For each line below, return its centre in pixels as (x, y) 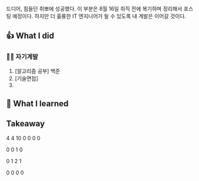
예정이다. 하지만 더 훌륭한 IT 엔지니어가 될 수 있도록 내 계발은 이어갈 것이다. (99, 16)
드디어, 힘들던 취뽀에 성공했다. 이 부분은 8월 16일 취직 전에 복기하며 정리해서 (94, 9)
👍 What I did (30, 36)
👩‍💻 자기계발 (22, 57)
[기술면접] (26, 78)
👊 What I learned (37, 104)
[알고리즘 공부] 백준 (37, 71)
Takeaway (26, 124)
